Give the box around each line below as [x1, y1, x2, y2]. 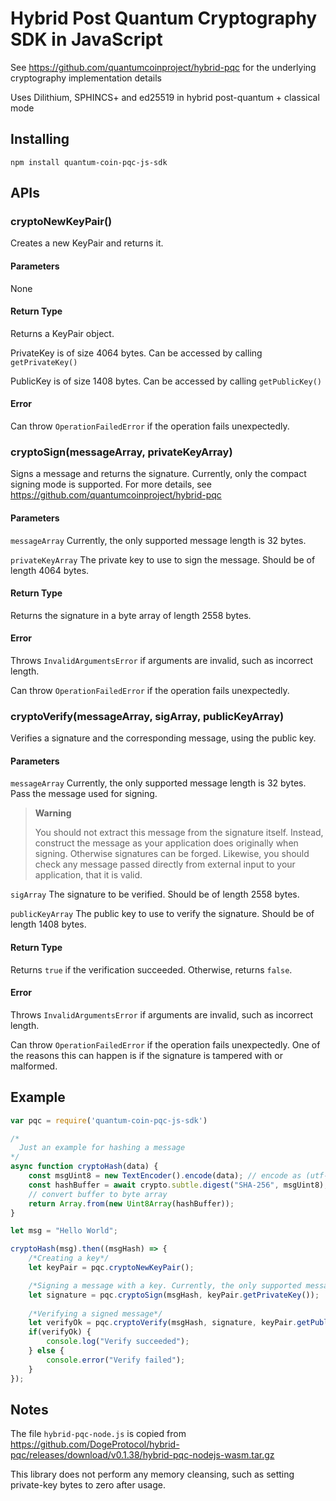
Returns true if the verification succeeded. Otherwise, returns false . [10, 963, 293, 976]
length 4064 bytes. [10, 564, 90, 576]
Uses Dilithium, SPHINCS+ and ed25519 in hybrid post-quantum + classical [10, 91, 320, 103]
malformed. [10, 1060, 58, 1072]
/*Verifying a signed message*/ [28, 1308, 163, 1319]
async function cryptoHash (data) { [10, 1162, 159, 1172]
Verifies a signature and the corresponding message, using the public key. [10, 732, 317, 744]
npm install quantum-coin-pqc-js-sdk [10, 157, 168, 167]
